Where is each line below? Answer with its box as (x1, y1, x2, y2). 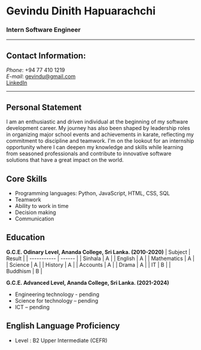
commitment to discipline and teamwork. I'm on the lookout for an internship (6, 137, 194, 144)
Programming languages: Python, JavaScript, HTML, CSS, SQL (14, 189, 170, 197)
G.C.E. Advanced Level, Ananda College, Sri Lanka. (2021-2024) (6, 279, 169, 286)
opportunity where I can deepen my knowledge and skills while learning (6, 144, 184, 151)
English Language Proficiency (6, 321, 120, 331)
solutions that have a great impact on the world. (6, 156, 124, 164)
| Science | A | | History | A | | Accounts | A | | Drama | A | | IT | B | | (6, 261, 171, 268)
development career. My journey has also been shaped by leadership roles (6, 125, 190, 132)
